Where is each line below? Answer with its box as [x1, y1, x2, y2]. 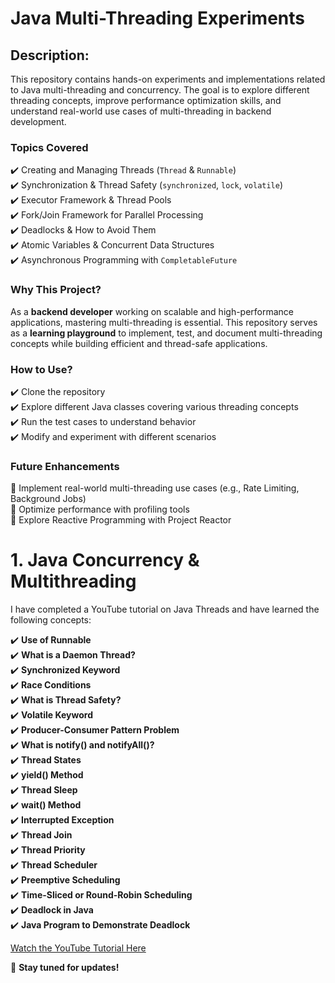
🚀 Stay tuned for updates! [10, 962, 120, 974]
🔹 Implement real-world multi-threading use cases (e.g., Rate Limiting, [10, 482, 300, 494]
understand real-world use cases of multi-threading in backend [10, 105, 272, 117]
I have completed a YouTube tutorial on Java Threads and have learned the [10, 603, 320, 616]
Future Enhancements [10, 459, 120, 473]
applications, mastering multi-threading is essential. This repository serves [10, 316, 318, 328]
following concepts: [10, 614, 92, 626]
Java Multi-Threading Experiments [10, 7, 305, 30]
